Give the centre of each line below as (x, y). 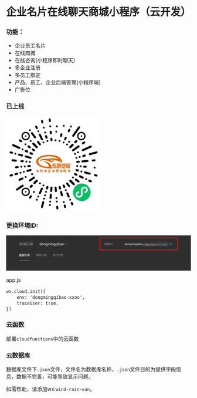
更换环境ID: (22, 225)
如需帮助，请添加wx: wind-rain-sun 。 (51, 389)
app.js (13, 280)
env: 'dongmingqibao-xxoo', (51, 297)
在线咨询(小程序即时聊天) (45, 60)
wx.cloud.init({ (26, 291)
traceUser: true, (38, 303)
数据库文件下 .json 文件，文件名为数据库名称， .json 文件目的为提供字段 (91, 369)
